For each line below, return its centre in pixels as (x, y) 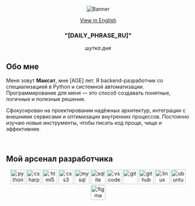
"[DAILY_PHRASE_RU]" (98, 35)
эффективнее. (23, 129)
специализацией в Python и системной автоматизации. (75, 87)
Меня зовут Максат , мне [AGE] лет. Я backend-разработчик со (85, 81)
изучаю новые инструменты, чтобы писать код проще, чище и (84, 123)
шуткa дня (98, 48)
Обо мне (22, 66)
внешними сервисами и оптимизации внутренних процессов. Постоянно (98, 117)
